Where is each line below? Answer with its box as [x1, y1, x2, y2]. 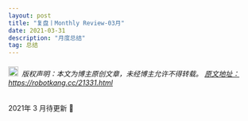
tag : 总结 [8, 41, 38, 49]
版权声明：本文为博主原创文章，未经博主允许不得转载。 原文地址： [21, 68, 240, 78]
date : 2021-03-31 [8, 26, 66, 34]
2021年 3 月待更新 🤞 [8, 103, 74, 113]
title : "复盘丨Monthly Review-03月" [8, 19, 125, 27]
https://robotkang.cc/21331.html [8, 77, 114, 88]
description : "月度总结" [8, 33, 86, 42]
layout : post [8, 11, 52, 20]
